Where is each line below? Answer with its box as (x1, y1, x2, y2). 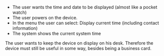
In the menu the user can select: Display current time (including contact (12, 20, 159, 26)
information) (12, 25, 38, 31)
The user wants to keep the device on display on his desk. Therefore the (5, 40, 154, 46)
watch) (12, 9, 27, 15)
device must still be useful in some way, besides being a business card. (5, 46, 152, 51)
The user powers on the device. (12, 15, 78, 20)
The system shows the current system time (12, 31, 101, 36)
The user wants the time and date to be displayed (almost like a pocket (12, 4, 158, 10)
